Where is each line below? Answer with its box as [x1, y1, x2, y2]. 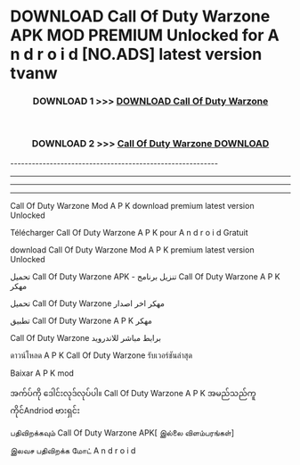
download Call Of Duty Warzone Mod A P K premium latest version [10, 244, 255, 255]
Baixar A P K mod [10, 368, 75, 378]
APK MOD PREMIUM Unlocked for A [10, 25, 280, 46]
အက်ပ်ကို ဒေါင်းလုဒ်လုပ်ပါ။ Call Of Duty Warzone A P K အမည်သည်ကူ [10, 387, 256, 398]
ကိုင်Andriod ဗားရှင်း [10, 404, 81, 416]
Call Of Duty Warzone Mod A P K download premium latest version [10, 200, 255, 211]
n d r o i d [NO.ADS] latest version [10, 45, 263, 64]
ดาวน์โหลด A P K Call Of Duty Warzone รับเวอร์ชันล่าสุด [10, 350, 193, 361]
